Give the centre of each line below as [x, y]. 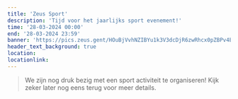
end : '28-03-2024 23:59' [44, 34]
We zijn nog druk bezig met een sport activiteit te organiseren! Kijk [122, 80]
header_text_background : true [52, 47]
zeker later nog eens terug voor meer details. [90, 87]
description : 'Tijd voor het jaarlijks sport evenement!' [95, 21]
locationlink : [28, 60]
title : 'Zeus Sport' [38, 14]
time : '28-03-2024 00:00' [45, 27]
